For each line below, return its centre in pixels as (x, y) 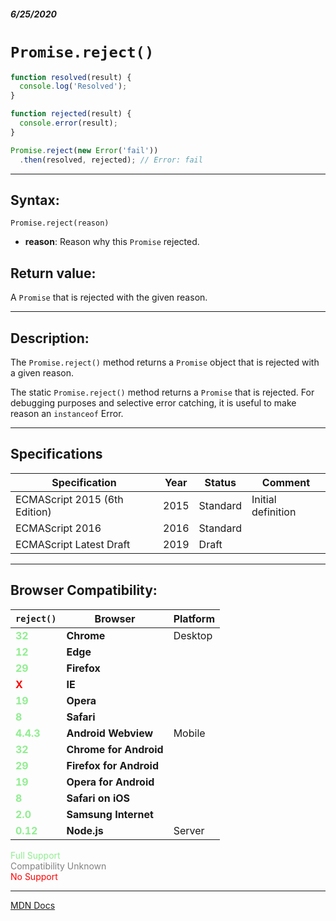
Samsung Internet (110, 814)
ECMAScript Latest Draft (73, 544)
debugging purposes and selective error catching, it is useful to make (153, 402)
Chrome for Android (115, 749)
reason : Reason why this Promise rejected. (112, 242)
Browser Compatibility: (84, 590)
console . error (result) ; (68, 123)
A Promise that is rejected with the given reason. (109, 297)
